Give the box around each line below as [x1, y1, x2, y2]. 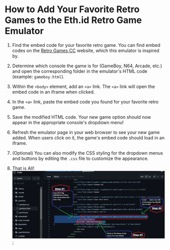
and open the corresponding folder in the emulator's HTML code [12, 68, 148, 74]
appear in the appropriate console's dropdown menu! [12, 119, 124, 125]
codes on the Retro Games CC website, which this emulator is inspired [12, 47, 159, 53]
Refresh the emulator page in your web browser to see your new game [12, 129, 160, 135]
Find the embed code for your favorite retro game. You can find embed [12, 42, 161, 48]
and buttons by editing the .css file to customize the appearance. [12, 155, 149, 161]
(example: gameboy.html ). [12, 73, 64, 79]
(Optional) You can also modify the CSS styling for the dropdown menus [12, 150, 163, 156]
